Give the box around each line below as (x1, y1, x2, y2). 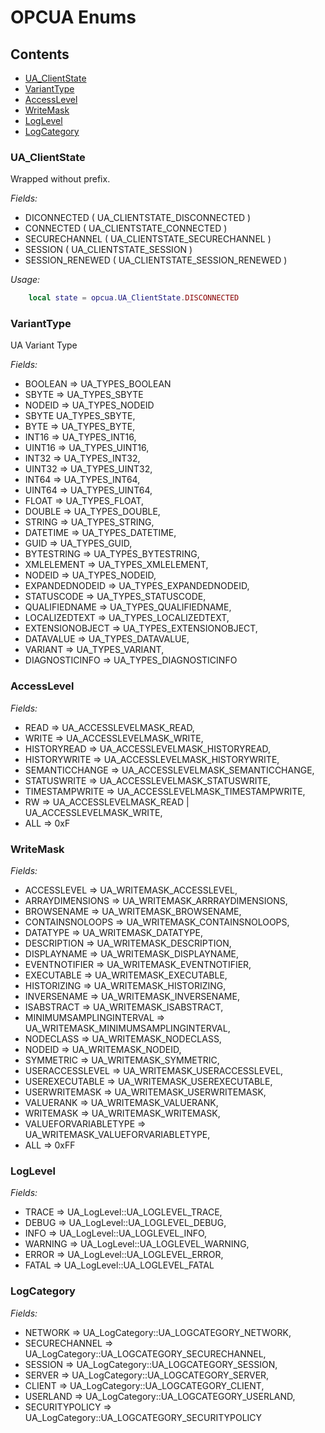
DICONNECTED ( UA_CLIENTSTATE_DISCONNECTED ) (24, 212, 252, 224)
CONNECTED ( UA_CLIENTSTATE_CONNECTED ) (24, 222, 228, 235)
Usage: (10, 274, 41, 286)
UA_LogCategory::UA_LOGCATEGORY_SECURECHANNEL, (24, 1347, 267, 1360)
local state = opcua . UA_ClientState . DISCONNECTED (28, 293, 240, 303)
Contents (10, 46, 70, 63)
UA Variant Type (10, 339, 78, 351)
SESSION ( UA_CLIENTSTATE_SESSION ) (24, 244, 193, 256)
